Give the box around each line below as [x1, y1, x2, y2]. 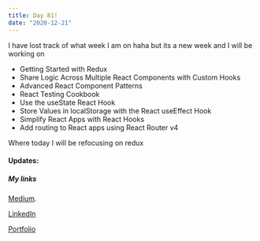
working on [8, 49, 45, 58]
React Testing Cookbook [19, 89, 100, 98]
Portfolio [8, 224, 36, 234]
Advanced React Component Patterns [19, 80, 143, 91]
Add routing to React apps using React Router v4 [19, 123, 179, 132]
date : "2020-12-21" [8, 19, 72, 27]
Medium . [8, 194, 37, 203]
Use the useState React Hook [19, 98, 116, 107]
